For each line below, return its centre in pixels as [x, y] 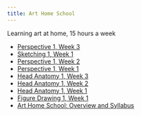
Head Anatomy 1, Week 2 [53, 83]
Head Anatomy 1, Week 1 [52, 90]
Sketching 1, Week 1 [45, 54]
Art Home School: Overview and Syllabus [75, 105]
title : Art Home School [41, 13]
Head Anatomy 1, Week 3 [53, 76]
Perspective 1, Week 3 [48, 46]
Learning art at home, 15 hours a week [61, 33]
